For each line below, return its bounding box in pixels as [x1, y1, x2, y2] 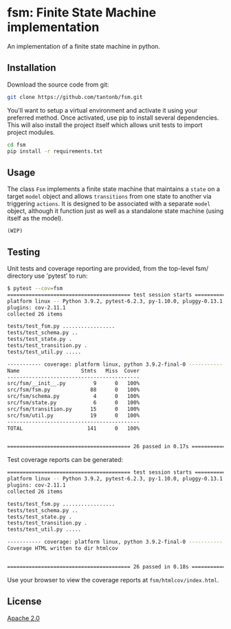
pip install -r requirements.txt [7, 148, 103, 155]
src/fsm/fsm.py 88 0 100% [7, 386, 140, 393]
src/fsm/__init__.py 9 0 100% [7, 380, 140, 387]
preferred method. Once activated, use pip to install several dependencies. [7, 113, 219, 122]
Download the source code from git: [7, 80, 109, 89]
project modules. [7, 128, 55, 136]
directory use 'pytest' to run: [7, 272, 88, 280]
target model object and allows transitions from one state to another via [7, 192, 212, 201]
